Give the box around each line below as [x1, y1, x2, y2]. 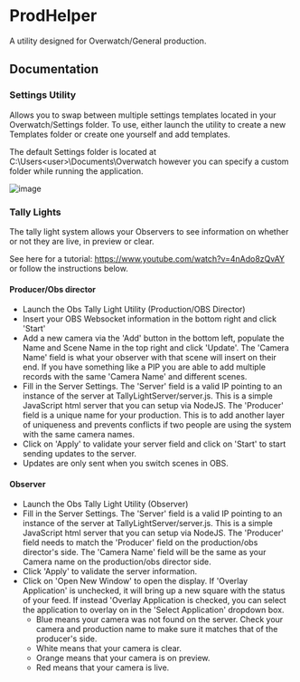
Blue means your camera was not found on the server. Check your [35, 614, 284, 625]
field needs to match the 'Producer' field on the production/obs [22, 537, 258, 548]
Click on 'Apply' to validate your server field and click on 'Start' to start [22, 438, 286, 449]
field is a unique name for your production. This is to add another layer [22, 409, 285, 421]
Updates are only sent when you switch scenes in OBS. [22, 458, 229, 469]
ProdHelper [9, 5, 98, 26]
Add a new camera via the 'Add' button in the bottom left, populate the [22, 332, 285, 344]
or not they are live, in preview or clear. [9, 235, 155, 246]
